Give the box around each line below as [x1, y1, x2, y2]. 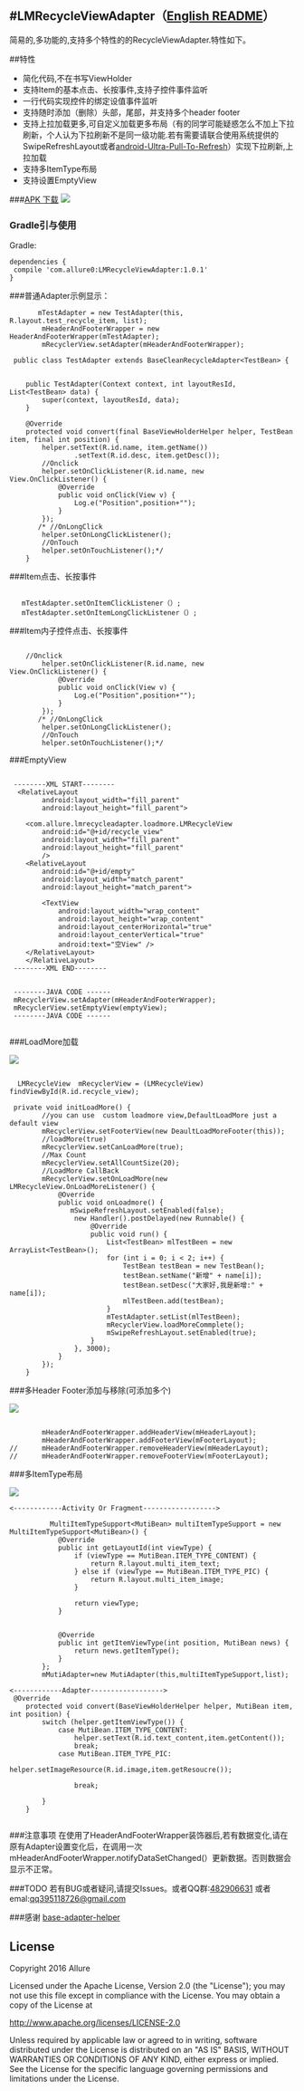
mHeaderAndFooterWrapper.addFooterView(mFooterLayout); [42, 1436, 257, 1445]
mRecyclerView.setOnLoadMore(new [42, 1175, 168, 1184]
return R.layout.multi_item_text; [90, 1559, 221, 1568]
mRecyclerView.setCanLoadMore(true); [42, 1143, 184, 1152]
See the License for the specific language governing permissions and [9, 2063, 269, 2074]
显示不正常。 [9, 1864, 57, 1875]
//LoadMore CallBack [42, 1166, 119, 1175]
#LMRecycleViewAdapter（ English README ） [9, 8, 276, 24]
